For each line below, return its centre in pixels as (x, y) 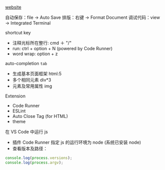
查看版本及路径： (30, 148)
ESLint (19, 111)
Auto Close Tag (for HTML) (40, 116)
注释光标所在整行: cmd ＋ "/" (42, 43)
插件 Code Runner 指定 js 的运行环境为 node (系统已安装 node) (77, 142)
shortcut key (18, 33)
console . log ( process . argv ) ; (34, 163)
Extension (15, 96)
